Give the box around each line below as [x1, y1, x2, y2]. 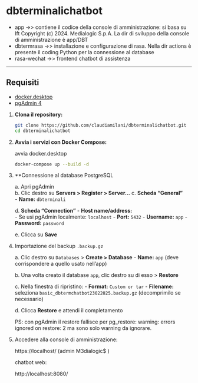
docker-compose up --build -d [14, 161, 90, 167]
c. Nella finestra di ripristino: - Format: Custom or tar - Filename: [14, 283, 174, 290]
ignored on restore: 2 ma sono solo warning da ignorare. [14, 325, 152, 332]
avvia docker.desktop [14, 150, 67, 157]
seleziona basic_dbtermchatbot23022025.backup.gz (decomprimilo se [14, 289, 181, 296]
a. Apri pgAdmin [14, 183, 54, 190]
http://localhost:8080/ [14, 370, 68, 378]
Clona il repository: [14, 111, 63, 118]
